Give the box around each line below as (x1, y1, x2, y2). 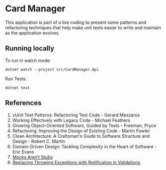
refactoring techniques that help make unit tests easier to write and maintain (5, 24, 162, 30)
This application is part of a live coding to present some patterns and (5, 19, 147, 25)
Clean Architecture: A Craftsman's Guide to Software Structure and (12, 133, 150, 139)
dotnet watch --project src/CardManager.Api (5, 67, 99, 72)
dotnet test (5, 85, 30, 90)
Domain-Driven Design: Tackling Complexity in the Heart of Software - (12, 143, 157, 149)
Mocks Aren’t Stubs (12, 154, 53, 160)
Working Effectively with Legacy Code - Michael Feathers (12, 117, 131, 123)
